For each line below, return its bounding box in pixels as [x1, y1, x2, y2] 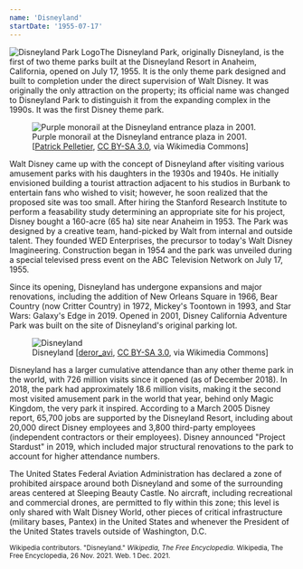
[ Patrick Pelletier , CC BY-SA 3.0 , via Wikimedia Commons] [32, 141, 249, 152]
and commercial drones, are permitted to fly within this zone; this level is [9, 497, 280, 508]
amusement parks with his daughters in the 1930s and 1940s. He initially [9, 168, 279, 179]
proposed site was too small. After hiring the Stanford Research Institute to [9, 196, 288, 208]
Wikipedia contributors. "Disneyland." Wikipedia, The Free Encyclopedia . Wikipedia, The [9, 543, 283, 552]
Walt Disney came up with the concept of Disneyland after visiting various [9, 158, 285, 169]
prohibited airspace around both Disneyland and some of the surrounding [9, 478, 283, 489]
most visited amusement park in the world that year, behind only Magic [9, 393, 274, 404]
